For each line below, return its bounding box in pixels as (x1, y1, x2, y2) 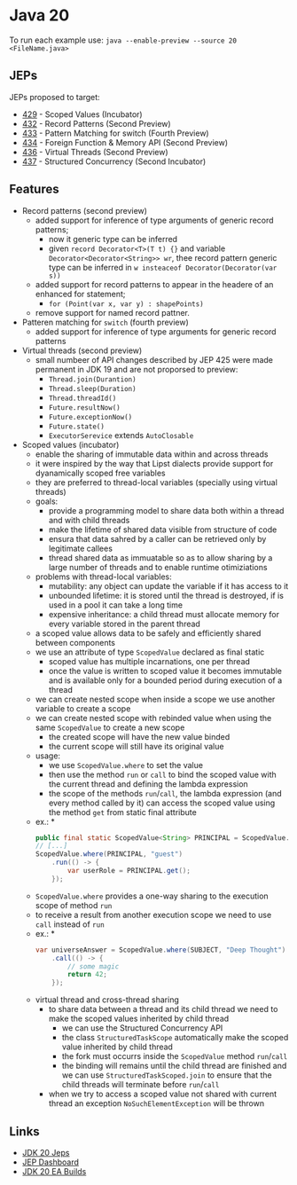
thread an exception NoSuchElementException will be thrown (48, 1098, 264, 1109)
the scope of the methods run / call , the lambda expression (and (48, 788, 282, 798)
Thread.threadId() (48, 394, 117, 403)
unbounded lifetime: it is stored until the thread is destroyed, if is (48, 590, 284, 600)
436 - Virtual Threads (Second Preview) (21, 146, 168, 157)
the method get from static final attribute (48, 806, 197, 817)
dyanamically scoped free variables (35, 467, 166, 478)
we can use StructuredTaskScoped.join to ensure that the (61, 1070, 272, 1080)
